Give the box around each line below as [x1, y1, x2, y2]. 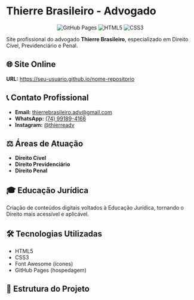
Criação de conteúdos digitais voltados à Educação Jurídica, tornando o [6, 204, 184, 211]
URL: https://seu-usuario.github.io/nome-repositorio [6, 75, 135, 82]
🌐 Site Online [6, 59, 56, 69]
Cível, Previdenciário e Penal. [6, 42, 78, 49]
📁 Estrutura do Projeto [6, 284, 90, 294]
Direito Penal [14, 167, 48, 174]
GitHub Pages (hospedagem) [14, 266, 87, 274]
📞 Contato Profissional [6, 93, 89, 103]
